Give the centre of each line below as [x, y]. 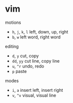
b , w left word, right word [36, 37]
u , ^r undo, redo [28, 66]
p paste [19, 71]
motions [13, 22]
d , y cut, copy [25, 56]
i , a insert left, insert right [37, 90]
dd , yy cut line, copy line [36, 61]
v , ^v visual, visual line [34, 95]
